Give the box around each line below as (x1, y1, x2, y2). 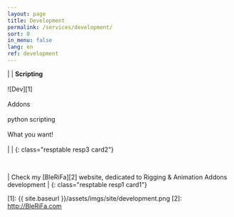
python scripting (7, 115, 55, 123)
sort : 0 (7, 30, 31, 38)
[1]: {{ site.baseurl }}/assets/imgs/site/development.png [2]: (7, 194, 183, 203)
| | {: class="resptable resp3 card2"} (7, 145, 115, 154)
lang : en (7, 43, 33, 51)
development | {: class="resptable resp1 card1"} (7, 180, 147, 189)
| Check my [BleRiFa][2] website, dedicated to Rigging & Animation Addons (7, 172, 228, 181)
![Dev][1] (7, 85, 33, 93)
